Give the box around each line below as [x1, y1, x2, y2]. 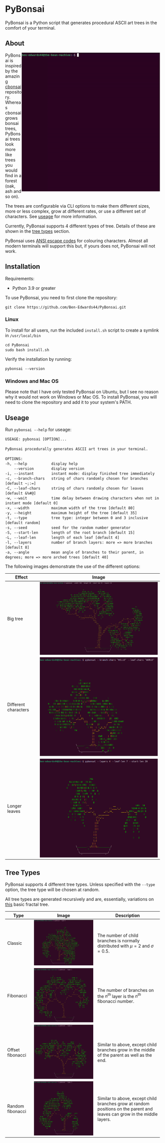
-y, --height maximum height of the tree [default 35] [5, 510, 137, 515]
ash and [5, 188, 22, 194]
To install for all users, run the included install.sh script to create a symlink [5, 327, 159, 333]
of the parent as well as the [97, 1052, 152, 1058]
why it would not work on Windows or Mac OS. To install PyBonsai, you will [5, 394, 157, 400]
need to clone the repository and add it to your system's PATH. [5, 400, 132, 405]
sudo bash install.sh [5, 347, 50, 352]
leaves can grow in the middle [97, 1111, 158, 1117]
